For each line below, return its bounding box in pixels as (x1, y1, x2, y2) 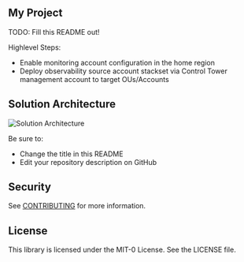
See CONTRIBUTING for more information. (8, 201, 146, 211)
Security (8, 181, 51, 194)
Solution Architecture (8, 98, 116, 111)
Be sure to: (8, 133, 43, 143)
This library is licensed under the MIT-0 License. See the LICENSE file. (8, 245, 236, 255)
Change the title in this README (19, 149, 124, 159)
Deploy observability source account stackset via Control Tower (19, 66, 228, 76)
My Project (8, 6, 63, 20)
